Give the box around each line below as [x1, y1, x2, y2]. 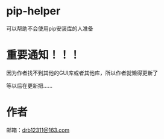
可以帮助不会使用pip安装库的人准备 [6, 25, 93, 32]
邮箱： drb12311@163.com [6, 126, 70, 134]
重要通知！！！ [6, 48, 81, 62]
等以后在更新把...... [6, 82, 53, 89]
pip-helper [6, 4, 61, 18]
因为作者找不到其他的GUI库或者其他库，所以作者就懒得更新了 [6, 69, 159, 76]
